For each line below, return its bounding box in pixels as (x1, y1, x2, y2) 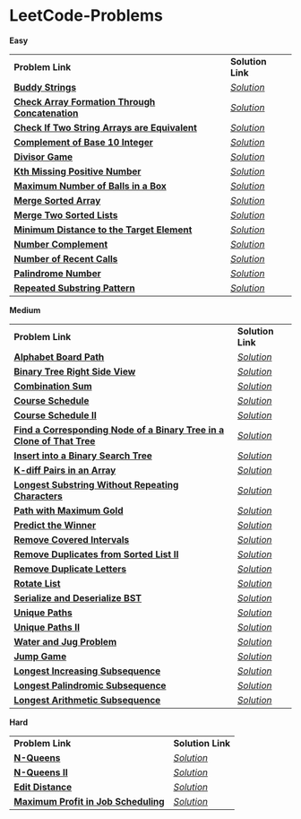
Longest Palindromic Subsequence (13, 679, 167, 692)
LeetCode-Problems (9, 5, 163, 26)
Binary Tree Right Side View (13, 365, 136, 378)
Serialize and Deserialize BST (13, 591, 142, 604)
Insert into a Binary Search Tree (13, 449, 152, 462)
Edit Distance (13, 780, 73, 793)
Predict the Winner (13, 518, 97, 531)
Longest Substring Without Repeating (13, 478, 179, 491)
